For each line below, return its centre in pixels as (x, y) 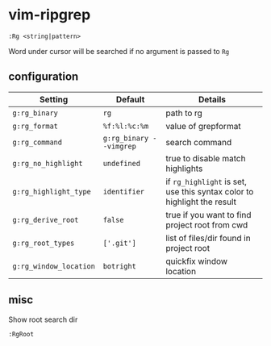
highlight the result (200, 202)
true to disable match (205, 158)
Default (130, 99)
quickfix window (196, 261)
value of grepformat (203, 126)
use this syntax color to (209, 191)
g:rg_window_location (54, 266)
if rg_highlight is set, (206, 181)
